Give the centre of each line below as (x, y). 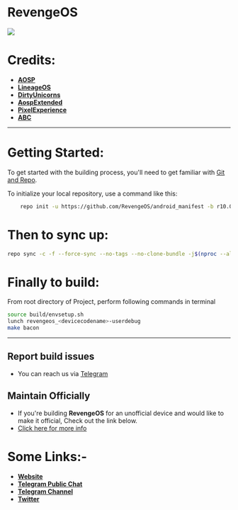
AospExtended (40, 102)
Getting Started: (56, 153)
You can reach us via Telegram (63, 373)
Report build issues (51, 357)
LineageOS (34, 87)
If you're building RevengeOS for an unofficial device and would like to (121, 413)
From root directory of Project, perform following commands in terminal (112, 302)
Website (30, 476)
